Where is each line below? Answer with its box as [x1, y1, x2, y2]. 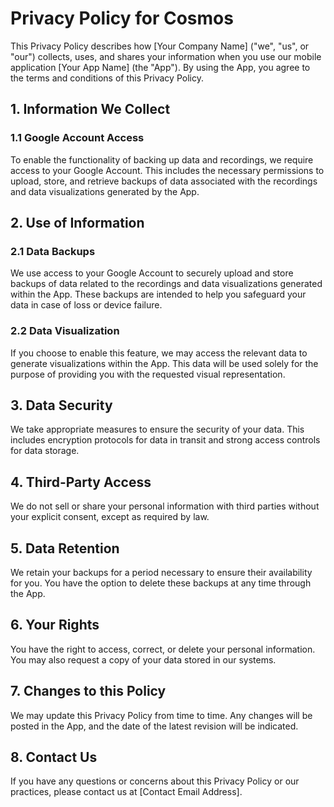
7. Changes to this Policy [10, 683, 167, 700]
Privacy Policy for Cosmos [10, 7, 234, 30]
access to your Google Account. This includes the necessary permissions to [10, 164, 325, 176]
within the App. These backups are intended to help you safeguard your [10, 288, 307, 301]
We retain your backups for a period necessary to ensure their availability [10, 567, 313, 579]
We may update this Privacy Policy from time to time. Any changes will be [10, 709, 313, 721]
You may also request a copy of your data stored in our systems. [10, 653, 277, 666]
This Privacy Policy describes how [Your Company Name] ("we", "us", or [10, 40, 310, 52]
